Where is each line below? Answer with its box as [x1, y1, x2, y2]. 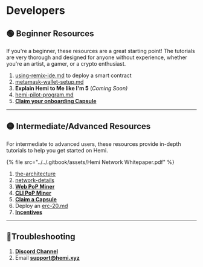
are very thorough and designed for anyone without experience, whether [6, 54, 187, 61]
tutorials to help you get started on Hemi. [6, 146, 109, 154]
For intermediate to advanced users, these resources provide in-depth [6, 140, 181, 148]
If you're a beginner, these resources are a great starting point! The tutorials [6, 48, 195, 54]
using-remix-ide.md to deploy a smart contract [14, 72, 132, 79]
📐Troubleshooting [6, 231, 76, 242]
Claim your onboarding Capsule [14, 98, 97, 104]
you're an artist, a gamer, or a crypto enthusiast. [6, 60, 126, 67]
